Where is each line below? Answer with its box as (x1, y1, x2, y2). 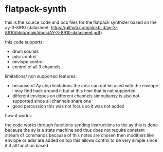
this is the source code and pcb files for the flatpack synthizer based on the (5, 19, 157, 25)
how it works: (5, 112, 32, 118)
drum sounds (12, 48, 39, 54)
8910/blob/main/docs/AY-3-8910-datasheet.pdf (5, 30, 101, 35)
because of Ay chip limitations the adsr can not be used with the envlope (12, 82, 159, 88)
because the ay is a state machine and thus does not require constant (5, 127, 145, 133)
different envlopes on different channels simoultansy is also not (12, 93, 140, 99)
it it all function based (5, 142, 49, 148)
